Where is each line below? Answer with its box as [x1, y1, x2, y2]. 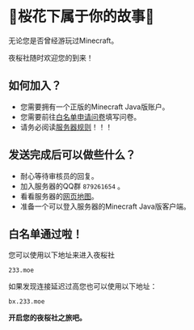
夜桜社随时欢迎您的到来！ [8, 53, 94, 62]
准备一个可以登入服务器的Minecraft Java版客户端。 [19, 201, 191, 211]
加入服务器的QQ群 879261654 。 [19, 181, 125, 191]
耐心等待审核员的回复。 [19, 171, 99, 180]
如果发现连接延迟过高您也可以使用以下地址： [8, 281, 158, 291]
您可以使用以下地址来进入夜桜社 [8, 250, 115, 260]
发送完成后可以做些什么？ [8, 148, 136, 162]
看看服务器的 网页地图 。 [19, 191, 99, 201]
